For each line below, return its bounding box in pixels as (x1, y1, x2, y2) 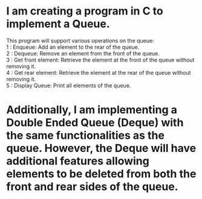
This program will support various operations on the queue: (6, 37, 154, 44)
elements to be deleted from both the (6, 167, 197, 181)
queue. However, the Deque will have (6, 142, 197, 155)
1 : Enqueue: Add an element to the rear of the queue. (6, 43, 140, 51)
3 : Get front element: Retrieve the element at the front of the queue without (6, 56, 195, 63)
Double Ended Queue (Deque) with (6, 116, 184, 130)
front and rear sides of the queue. (6, 180, 178, 194)
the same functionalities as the (6, 128, 165, 142)
